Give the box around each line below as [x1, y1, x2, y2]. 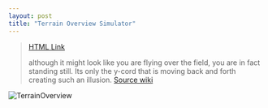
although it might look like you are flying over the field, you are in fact [28, 58, 261, 67]
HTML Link [28, 41, 65, 51]
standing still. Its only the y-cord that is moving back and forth [28, 66, 236, 76]
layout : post [8, 11, 53, 20]
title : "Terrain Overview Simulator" [8, 19, 136, 28]
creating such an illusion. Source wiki [28, 75, 153, 84]
